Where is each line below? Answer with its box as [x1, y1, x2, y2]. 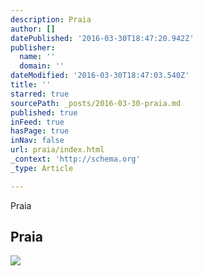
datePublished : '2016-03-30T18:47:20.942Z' [10, 33, 195, 43]
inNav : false [10, 136, 65, 146]
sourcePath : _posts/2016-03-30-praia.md [10, 98, 182, 108]
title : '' [10, 80, 52, 90]
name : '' [19, 52, 56, 62]
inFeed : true [10, 117, 65, 127]
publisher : [10, 42, 56, 53]
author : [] [10, 24, 56, 34]
